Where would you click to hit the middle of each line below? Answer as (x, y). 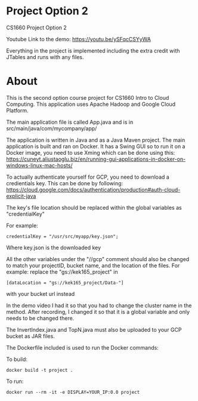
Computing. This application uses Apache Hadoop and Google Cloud (91, 104)
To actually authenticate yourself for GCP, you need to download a (88, 177)
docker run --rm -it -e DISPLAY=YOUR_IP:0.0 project (73, 392)
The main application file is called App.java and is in (70, 122)
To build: (17, 359)
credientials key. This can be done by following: (65, 183)
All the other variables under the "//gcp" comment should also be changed (98, 259)
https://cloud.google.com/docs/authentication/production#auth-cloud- (93, 189)
